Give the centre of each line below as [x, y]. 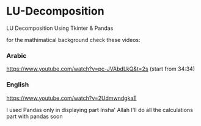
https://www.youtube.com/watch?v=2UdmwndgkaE [71, 98]
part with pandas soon [35, 116]
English [18, 85]
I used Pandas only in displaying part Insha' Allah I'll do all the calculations [100, 110]
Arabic [16, 55]
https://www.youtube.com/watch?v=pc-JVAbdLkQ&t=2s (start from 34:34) [101, 69]
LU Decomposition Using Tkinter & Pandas [60, 28]
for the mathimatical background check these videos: [73, 40]
